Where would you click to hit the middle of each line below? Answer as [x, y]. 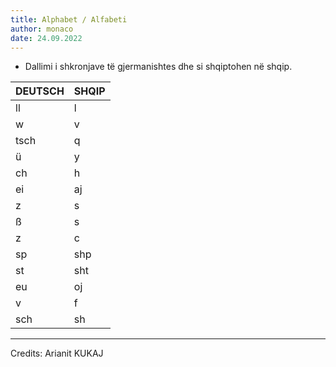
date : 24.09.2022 [46, 38]
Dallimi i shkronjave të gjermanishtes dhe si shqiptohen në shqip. [158, 67]
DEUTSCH [40, 91]
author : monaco [42, 29]
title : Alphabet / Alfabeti [69, 19]
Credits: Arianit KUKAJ [57, 353]
